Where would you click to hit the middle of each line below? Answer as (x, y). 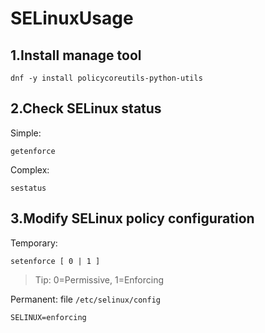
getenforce (33, 151)
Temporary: (34, 243)
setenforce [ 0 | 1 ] (55, 261)
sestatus (28, 188)
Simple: (26, 133)
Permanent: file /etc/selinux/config (85, 299)
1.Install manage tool (76, 55)
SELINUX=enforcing (48, 317)
